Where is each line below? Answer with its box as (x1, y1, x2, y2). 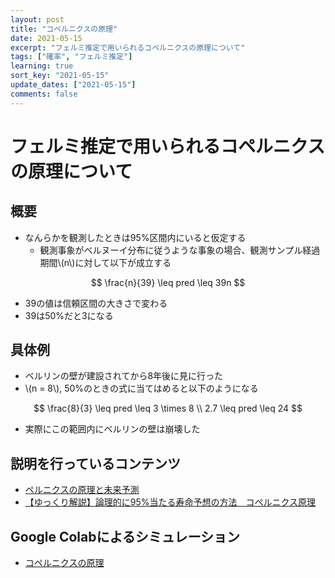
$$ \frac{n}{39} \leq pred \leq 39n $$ (90, 276, 246, 288)
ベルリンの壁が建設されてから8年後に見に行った (24, 370, 224, 382)
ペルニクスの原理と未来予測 (24, 484, 140, 496)
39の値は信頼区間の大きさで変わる (24, 297, 168, 309)
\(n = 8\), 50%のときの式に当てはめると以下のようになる (24, 382, 259, 395)
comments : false (10, 89, 78, 99)
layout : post (10, 14, 65, 25)
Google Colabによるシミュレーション (10, 528, 241, 545)
